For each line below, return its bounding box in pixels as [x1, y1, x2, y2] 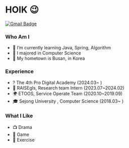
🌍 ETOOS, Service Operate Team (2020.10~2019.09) [12, 90, 122, 97]
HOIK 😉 [5, 4, 39, 16]
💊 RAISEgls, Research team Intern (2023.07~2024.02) [12, 85, 124, 91]
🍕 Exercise [12, 136, 35, 142]
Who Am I [5, 33, 30, 40]
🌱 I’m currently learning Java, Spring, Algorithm [12, 45, 111, 51]
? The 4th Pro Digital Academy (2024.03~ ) [12, 80, 102, 86]
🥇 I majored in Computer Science [12, 50, 82, 56]
